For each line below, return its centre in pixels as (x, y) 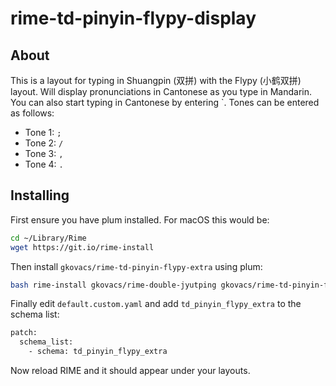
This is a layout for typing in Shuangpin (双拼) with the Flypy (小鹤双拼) (156, 80)
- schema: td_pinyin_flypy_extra (98, 352)
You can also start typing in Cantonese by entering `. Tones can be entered (165, 102)
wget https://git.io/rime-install (82, 247)
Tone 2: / (44, 143)
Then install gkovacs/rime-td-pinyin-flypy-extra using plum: (136, 266)
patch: (24, 333)
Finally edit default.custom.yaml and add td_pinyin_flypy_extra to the (156, 304)
